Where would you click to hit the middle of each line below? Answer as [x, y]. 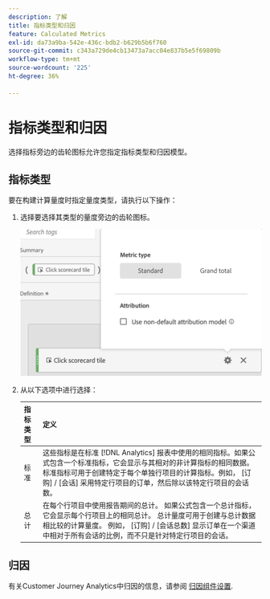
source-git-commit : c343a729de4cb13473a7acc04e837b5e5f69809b [115, 51]
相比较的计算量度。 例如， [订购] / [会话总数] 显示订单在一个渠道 [149, 525]
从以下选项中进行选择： [59, 390]
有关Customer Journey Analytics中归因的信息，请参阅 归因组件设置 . [121, 586]
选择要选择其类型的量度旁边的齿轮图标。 [87, 218]
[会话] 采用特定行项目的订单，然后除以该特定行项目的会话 [154, 483]
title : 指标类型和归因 [42, 25]
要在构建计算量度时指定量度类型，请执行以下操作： [93, 200]
